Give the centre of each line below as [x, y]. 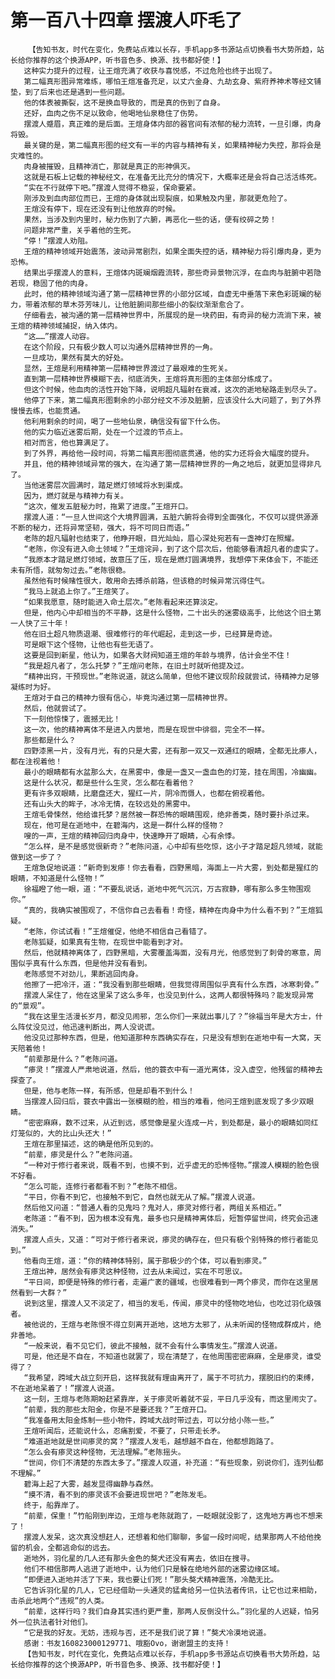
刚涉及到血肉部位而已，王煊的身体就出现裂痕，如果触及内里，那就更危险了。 [157, 198]
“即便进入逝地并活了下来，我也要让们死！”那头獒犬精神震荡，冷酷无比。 [151, 1579]
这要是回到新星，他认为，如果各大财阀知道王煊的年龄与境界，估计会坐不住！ [157, 655]
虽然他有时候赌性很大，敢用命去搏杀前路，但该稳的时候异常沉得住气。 [146, 581]
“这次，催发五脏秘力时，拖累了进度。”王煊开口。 [108, 506]
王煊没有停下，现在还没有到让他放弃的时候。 [102, 209]
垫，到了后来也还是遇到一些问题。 [70, 92]
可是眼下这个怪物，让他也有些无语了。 [90, 644]
